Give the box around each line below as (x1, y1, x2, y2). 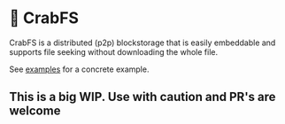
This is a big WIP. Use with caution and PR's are (9, 89, 276, 105)
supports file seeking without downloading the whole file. (9, 46, 219, 57)
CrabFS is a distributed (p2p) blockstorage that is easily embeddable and (9, 37, 276, 48)
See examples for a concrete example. (9, 64, 150, 74)
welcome (9, 104, 61, 119)
